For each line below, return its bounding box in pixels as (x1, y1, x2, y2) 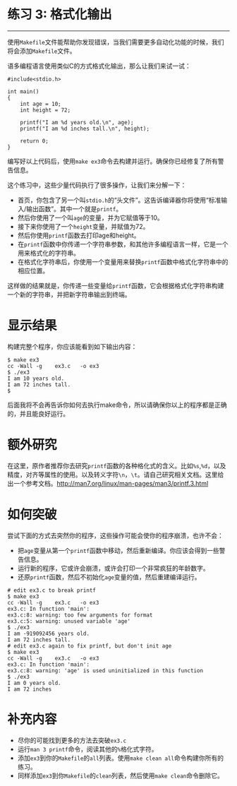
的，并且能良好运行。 (7, 409, 69, 417)
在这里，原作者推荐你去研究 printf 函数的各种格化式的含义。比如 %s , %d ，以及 (7, 461, 226, 470)
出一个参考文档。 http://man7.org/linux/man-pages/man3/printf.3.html (7, 479, 209, 487)
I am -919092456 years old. (7, 630, 90, 637)
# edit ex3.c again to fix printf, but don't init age (7, 642, 172, 650)
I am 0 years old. (7, 679, 61, 686)
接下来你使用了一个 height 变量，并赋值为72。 (17, 222, 150, 230)
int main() (7, 88, 39, 95)
